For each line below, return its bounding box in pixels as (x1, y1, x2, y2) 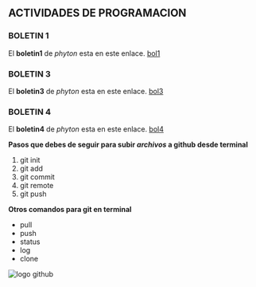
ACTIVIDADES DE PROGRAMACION (8, 6, 187, 20)
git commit (19, 172, 56, 182)
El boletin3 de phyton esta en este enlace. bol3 (8, 86, 164, 96)
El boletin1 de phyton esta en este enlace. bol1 (8, 48, 161, 58)
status (19, 237, 41, 246)
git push (19, 189, 47, 199)
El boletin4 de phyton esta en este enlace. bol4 (8, 124, 165, 134)
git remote (19, 181, 54, 191)
